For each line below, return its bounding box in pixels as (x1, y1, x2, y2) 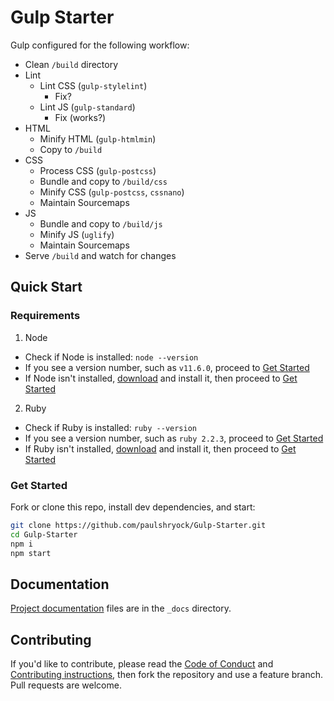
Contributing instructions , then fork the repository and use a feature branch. (10, 669, 324, 681)
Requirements (10, 309, 81, 323)
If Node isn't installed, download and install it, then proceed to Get (24, 372, 298, 384)
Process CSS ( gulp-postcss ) (39, 164, 157, 176)
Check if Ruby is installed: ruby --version (24, 421, 197, 433)
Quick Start (10, 279, 83, 296)
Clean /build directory (24, 58, 119, 70)
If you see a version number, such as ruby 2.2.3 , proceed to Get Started (24, 432, 324, 444)
